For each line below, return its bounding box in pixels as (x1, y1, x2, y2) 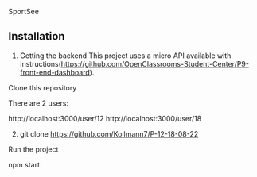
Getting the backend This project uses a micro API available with (19, 51, 232, 60)
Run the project (8, 144, 59, 154)
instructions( (19, 59, 62, 68)
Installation (8, 29, 65, 43)
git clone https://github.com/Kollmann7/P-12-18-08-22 (19, 129, 199, 138)
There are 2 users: (8, 98, 69, 108)
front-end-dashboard (19, 67, 90, 77)
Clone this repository (8, 83, 77, 92)
